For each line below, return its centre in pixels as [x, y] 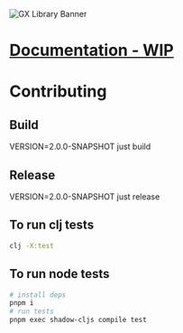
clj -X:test [32, 245]
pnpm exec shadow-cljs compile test [78, 320]
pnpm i [22, 303]
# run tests [32, 311]
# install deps [38, 295]
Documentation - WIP [91, 51]
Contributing [58, 92]
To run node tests [59, 274]
